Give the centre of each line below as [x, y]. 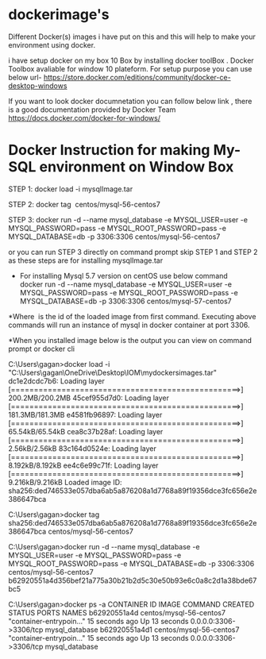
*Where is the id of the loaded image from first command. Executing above [132, 316]
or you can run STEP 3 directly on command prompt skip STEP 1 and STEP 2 [133, 252]
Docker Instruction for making [109, 150]
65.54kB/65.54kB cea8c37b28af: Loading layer [86, 431]
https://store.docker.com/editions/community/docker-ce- [137, 77]
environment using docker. [52, 44]
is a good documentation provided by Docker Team [92, 110]
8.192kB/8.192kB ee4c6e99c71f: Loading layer [83, 465]
